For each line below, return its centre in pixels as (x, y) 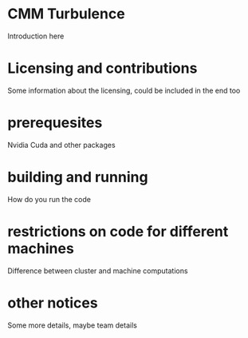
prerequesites (55, 123)
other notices (53, 302)
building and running (78, 177)
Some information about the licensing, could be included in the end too (124, 90)
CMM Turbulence (66, 14)
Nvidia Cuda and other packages (62, 145)
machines (41, 248)
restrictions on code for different (118, 231)
